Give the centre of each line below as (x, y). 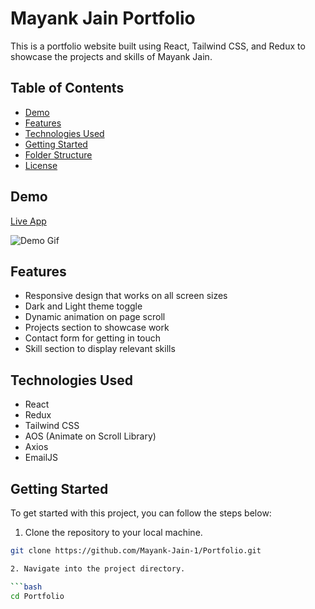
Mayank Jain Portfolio (103, 18)
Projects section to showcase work (97, 328)
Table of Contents (67, 88)
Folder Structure (58, 154)
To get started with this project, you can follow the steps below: (141, 513)
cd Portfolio (37, 596)
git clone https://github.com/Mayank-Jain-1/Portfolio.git (136, 551)
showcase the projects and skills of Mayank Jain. (111, 56)
